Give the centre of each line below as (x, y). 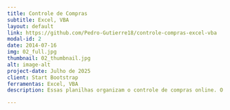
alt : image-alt (29, 65)
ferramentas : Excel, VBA (43, 84)
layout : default (30, 26)
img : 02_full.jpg (32, 52)
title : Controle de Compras (48, 13)
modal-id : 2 (24, 39)
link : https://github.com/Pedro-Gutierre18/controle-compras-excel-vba (112, 33)
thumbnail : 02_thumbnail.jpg (49, 58)
